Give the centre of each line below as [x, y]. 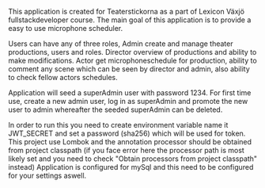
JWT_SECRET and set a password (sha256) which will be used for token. [127, 133]
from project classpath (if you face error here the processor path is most [127, 150]
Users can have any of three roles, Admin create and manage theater [121, 44]
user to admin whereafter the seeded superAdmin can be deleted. [115, 109]
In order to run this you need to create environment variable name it [118, 125]
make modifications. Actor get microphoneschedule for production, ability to [132, 60]
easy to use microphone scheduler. [66, 28]
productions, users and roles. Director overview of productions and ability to [132, 52]
